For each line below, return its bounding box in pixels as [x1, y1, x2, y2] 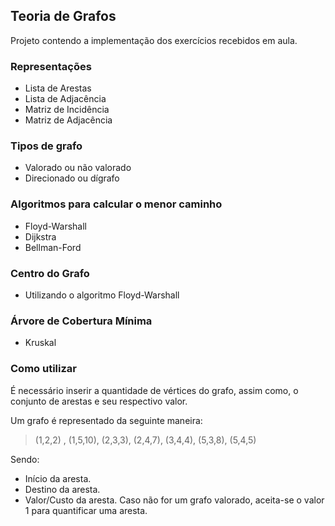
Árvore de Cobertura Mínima [10, 314, 153, 328]
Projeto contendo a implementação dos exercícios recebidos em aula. [10, 34, 298, 46]
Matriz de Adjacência [24, 114, 113, 126]
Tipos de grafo [10, 139, 83, 153]
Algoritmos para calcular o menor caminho [10, 197, 223, 211]
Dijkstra [24, 230, 57, 243]
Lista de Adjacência [24, 93, 107, 105]
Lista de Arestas [24, 82, 92, 94]
